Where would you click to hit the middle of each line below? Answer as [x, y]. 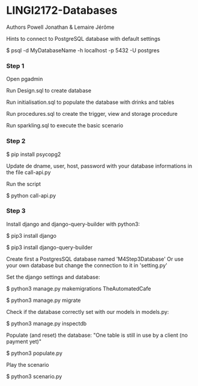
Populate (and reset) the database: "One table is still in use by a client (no [97, 335]
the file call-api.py [28, 172]
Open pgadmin [25, 79]
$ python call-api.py [31, 195]
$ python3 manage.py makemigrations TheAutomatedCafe [79, 288]
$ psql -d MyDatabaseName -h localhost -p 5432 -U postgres [83, 50]
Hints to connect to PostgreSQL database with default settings [83, 38]
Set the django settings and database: [53, 277]
